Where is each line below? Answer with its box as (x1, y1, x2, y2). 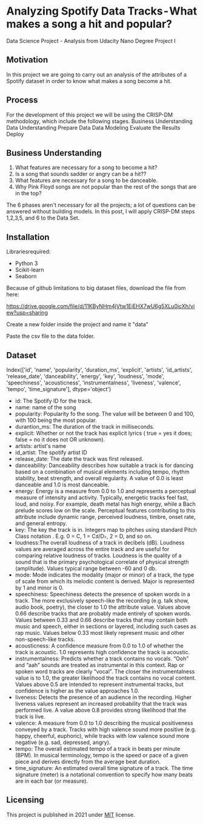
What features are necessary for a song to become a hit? (15, 164, 158, 171)
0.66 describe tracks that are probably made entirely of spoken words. (15, 610, 192, 617)
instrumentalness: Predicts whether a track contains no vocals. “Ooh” (15, 655, 189, 662)
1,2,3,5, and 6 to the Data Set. (6, 214, 80, 222)
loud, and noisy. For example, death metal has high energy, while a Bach (15, 500, 196, 507)
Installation (6, 232, 50, 242)
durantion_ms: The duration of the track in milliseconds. (15, 423, 155, 430)
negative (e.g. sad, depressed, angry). (15, 739, 111, 746)
